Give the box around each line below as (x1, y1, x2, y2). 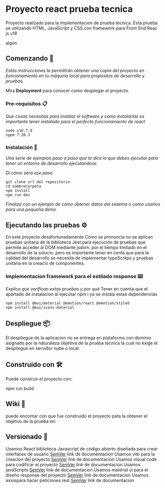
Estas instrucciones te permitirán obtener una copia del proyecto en (5, 67, 145, 73)
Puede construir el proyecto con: (5, 376, 73, 382)
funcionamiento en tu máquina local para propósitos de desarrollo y (5, 73, 145, 79)
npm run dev (5, 193, 30, 197)
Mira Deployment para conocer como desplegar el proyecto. (5, 88, 130, 94)
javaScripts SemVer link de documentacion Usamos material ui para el (5, 467, 148, 473)
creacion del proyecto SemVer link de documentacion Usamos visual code (5, 456, 157, 462)
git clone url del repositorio (5, 180, 70, 185)
